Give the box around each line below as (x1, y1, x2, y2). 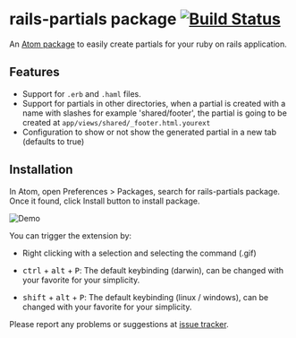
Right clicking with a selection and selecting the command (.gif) (21, 247, 257, 258)
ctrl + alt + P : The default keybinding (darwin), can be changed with (21, 264, 284, 275)
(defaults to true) (21, 135, 85, 147)
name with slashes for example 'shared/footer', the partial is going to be (21, 108, 288, 118)
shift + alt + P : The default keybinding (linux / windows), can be (21, 291, 269, 302)
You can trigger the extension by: (9, 230, 132, 241)
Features (9, 65, 60, 80)
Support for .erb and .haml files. (21, 88, 141, 99)
